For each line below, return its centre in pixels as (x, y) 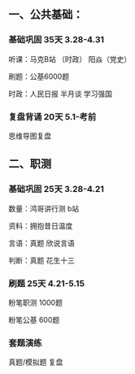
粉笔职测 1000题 (36, 302)
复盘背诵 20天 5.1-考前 (52, 116)
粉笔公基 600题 (34, 320)
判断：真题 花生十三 (41, 260)
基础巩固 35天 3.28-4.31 (56, 40)
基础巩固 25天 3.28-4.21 (56, 189)
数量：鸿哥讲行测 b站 (44, 208)
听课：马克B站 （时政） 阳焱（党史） (70, 59)
